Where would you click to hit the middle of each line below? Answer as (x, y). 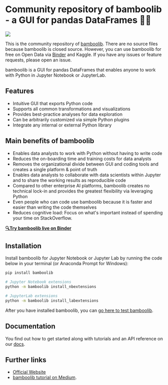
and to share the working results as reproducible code (69, 180)
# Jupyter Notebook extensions (38, 282)
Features (20, 91)
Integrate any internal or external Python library (62, 125)
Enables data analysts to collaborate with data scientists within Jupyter (87, 175)
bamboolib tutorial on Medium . (45, 377)
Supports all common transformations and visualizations (71, 109)
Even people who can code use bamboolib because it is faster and (82, 202)
